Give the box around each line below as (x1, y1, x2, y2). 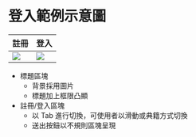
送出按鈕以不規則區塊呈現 (31, 120, 116, 130)
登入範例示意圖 (8, 7, 107, 25)
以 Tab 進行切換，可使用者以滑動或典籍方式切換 (31, 110, 188, 120)
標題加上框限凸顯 (31, 90, 88, 100)
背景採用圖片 (31, 81, 74, 90)
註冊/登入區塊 (19, 101, 65, 110)
